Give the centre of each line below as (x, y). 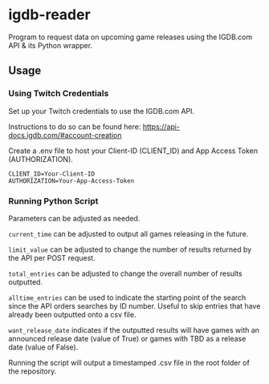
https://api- (161, 127)
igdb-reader (49, 15)
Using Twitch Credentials (59, 94)
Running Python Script (53, 200)
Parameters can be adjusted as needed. (74, 218)
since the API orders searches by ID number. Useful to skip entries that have (134, 305)
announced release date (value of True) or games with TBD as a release (127, 338)
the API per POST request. (52, 257)
